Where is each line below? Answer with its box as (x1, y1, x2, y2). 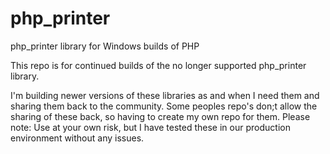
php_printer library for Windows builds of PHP (10, 40, 200, 52)
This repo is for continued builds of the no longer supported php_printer (10, 59, 307, 71)
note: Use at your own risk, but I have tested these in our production (10, 121, 291, 133)
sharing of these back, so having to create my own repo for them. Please (10, 110, 311, 122)
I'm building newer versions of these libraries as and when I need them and (10, 89, 320, 101)
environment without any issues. (10, 132, 145, 144)
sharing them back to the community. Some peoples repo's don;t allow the (10, 100, 318, 112)
